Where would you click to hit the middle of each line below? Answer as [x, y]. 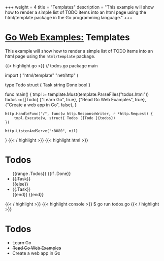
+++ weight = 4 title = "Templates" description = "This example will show [80, 7]
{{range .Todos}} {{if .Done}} [42, 174]
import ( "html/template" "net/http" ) [42, 75]
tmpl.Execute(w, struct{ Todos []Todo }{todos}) [65, 118]
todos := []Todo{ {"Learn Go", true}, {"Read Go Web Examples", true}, [76, 99]
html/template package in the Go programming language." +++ [69, 17]
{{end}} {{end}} [28, 194]
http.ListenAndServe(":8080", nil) [42, 131]
